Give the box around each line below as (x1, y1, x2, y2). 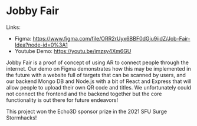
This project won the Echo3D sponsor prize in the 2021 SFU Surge (6, 108, 168, 115)
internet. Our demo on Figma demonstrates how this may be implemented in (6, 65, 191, 72)
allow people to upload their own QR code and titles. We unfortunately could (6, 84, 192, 91)
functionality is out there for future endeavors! (6, 96, 119, 104)
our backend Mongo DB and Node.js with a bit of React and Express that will (6, 78, 192, 85)
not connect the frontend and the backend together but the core (6, 90, 162, 97)
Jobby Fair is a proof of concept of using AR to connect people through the (6, 59, 189, 66)
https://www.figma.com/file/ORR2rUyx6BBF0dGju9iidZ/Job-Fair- (32, 35, 191, 42)
